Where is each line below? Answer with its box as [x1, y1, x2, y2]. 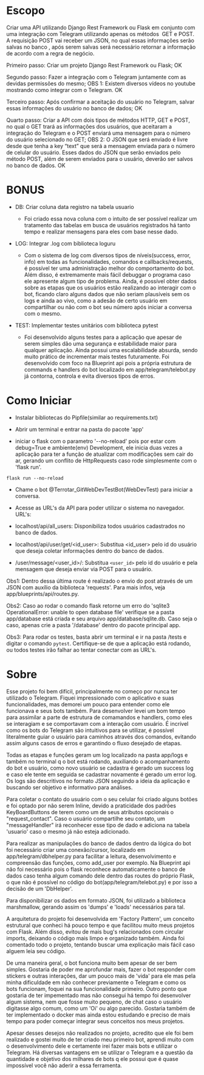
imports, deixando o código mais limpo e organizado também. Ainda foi [6, 934, 185, 942]
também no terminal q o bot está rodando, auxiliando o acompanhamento [6, 757, 190, 765]
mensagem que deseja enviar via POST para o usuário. [15, 565, 153, 573]
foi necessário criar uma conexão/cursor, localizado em [6, 846, 146, 853]
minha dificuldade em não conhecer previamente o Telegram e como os [6, 979, 186, 986]
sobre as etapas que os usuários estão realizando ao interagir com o [24, 284, 196, 291]
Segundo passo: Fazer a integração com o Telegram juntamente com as [6, 73, 186, 80]
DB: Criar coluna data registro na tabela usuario [15, 203, 135, 210]
